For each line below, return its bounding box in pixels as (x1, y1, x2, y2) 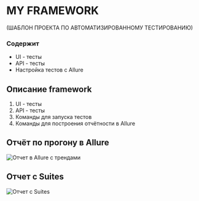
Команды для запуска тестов (15, 113, 92, 121)
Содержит (6, 39, 40, 48)
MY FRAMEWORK (6, 4, 99, 18)
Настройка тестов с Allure (15, 66, 84, 74)
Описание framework (6, 84, 92, 94)
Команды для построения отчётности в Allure (15, 120, 136, 127)
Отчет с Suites (6, 172, 64, 182)
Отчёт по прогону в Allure (6, 137, 109, 148)
